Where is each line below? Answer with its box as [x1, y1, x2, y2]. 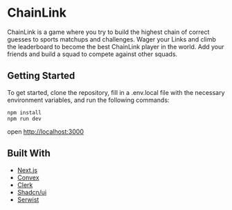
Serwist [17, 195, 39, 204]
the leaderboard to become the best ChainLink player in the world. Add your [7, 42, 224, 51]
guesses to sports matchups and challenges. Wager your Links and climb [7, 35, 217, 43]
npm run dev [7, 115, 42, 122]
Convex [17, 173, 39, 182]
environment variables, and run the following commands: [7, 96, 170, 104]
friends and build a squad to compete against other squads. [7, 50, 178, 58]
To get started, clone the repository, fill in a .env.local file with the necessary [7, 88, 225, 96]
